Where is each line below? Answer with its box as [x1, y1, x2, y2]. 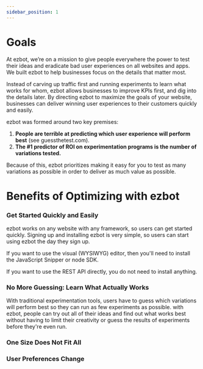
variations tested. [15, 149, 62, 156]
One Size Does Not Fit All [6, 338, 82, 347]
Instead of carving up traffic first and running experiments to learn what [6, 80, 187, 87]
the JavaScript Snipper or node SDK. [6, 256, 99, 263]
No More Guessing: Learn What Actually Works [6, 283, 149, 291]
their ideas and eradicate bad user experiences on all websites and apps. [6, 62, 190, 69]
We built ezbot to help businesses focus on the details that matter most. [6, 68, 187, 76]
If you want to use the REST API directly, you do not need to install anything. [6, 268, 198, 276]
